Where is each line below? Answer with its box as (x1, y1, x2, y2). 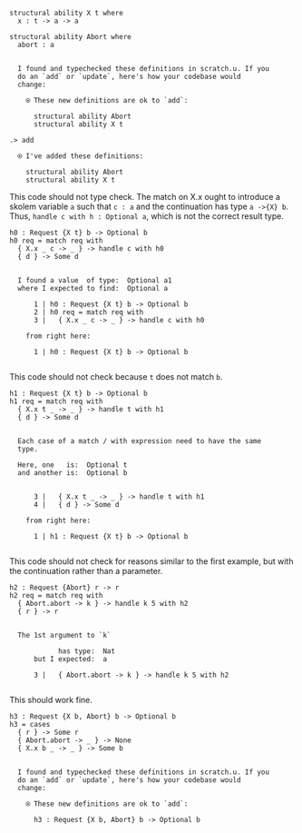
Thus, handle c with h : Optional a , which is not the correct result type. (9, 211, 284, 222)
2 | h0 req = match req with (33, 308, 144, 317)
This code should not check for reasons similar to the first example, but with (9, 556, 294, 567)
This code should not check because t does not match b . (9, 372, 223, 382)
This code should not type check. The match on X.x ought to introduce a (9, 192, 281, 202)
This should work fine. (9, 695, 93, 705)
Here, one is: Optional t (17, 461, 128, 470)
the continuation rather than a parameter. (9, 566, 163, 576)
